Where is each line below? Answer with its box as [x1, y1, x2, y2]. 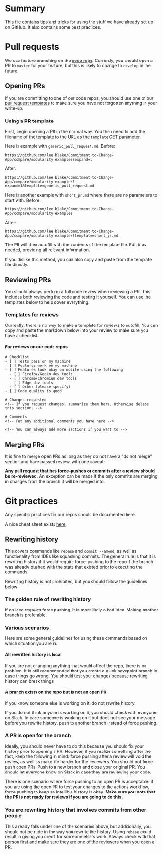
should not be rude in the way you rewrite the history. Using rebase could [5, 829, 152, 834]
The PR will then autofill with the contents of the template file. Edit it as [5, 242, 147, 247]
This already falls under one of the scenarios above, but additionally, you [5, 823, 151, 830]
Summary [5, 3, 45, 14]
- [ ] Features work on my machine [5, 363, 77, 368]
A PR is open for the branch [5, 732, 71, 739]
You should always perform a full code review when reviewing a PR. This [5, 288, 151, 294]
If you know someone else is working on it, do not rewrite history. [5, 700, 136, 706]
